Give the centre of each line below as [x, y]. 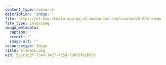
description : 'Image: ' [30, 14]
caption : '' [22, 32]
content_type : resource [30, 10]
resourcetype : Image [26, 46]
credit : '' [21, 37]
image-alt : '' [24, 42]
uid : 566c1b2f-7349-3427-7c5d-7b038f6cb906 [51, 55]
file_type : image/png [27, 23]
